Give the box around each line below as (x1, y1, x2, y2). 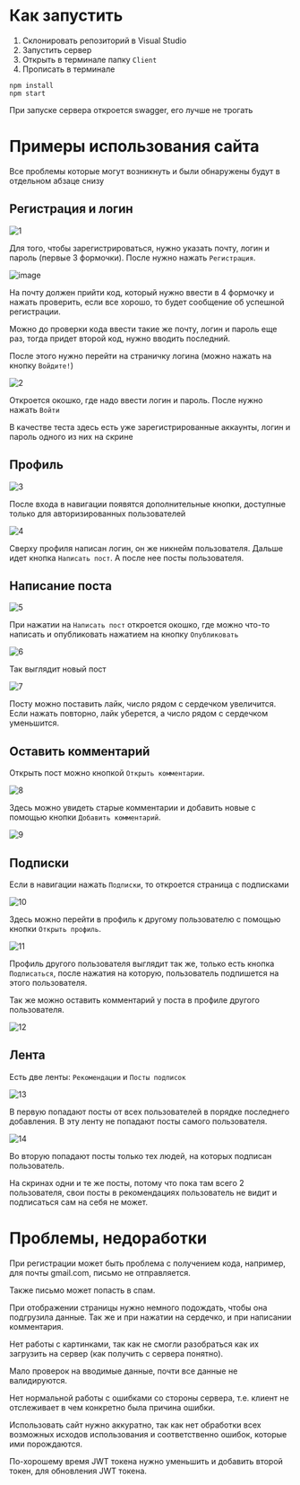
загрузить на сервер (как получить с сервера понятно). (9, 1348, 224, 1358)
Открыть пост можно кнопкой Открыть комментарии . (9, 768, 205, 778)
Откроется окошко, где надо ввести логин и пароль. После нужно (9, 394, 263, 405)
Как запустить (9, 5, 124, 26)
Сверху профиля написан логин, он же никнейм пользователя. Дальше (9, 542, 284, 553)
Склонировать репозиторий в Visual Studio (21, 35, 187, 46)
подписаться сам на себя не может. (9, 1196, 148, 1208)
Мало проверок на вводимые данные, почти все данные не (9, 1366, 238, 1376)
